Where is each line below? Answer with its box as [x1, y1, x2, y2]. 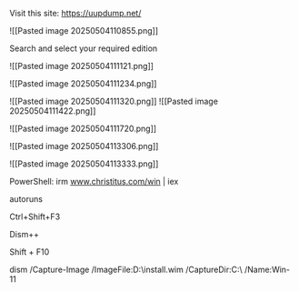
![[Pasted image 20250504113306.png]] [9, 141, 159, 151]
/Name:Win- [244, 264, 291, 275]
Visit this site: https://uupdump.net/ [9, 8, 142, 18]
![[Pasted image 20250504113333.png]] [9, 158, 159, 169]
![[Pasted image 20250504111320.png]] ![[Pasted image [9, 96, 218, 106]
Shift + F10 [9, 247, 50, 257]
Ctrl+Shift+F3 [9, 211, 61, 222]
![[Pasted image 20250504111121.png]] [9, 61, 154, 71]
